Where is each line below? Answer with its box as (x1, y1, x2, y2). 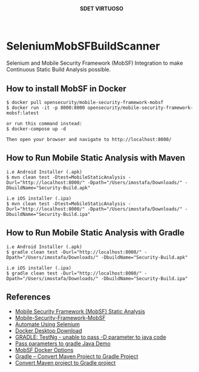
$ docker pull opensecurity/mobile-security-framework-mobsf (6, 99, 164, 105)
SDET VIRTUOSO (79, 5, 124, 12)
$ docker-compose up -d (6, 126, 67, 132)
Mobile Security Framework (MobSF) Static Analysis (15, 308, 145, 315)
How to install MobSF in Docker (6, 83, 126, 94)
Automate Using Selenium (15, 321, 80, 328)
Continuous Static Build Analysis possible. (6, 66, 111, 73)
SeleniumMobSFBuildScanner (6, 39, 160, 53)
